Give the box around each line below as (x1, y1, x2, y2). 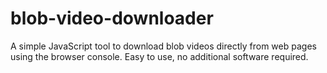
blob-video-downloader (10, 7, 214, 30)
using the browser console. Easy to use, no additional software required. (10, 50, 309, 62)
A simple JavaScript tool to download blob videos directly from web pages (10, 40, 317, 52)
